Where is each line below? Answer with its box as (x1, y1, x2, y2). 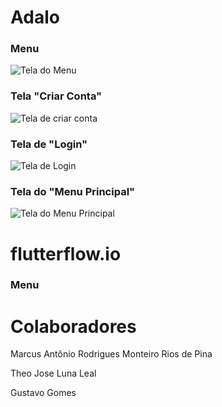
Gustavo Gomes (10, 387, 77, 399)
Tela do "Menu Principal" (10, 185, 136, 198)
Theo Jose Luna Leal (10, 367, 97, 380)
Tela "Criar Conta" (10, 89, 103, 103)
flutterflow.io (10, 242, 122, 265)
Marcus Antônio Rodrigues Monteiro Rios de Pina (10, 348, 213, 360)
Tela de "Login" (10, 137, 88, 151)
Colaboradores (10, 315, 137, 338)
